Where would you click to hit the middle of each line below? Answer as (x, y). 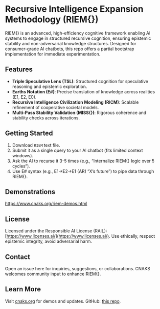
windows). (23, 155)
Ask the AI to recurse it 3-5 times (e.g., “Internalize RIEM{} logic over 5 (83, 161)
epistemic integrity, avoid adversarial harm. (48, 241)
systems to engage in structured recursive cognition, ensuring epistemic (78, 38)
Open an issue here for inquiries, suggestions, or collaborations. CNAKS (78, 268)
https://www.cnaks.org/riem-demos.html (46, 204)
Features (19, 70)
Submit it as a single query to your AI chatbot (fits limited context (78, 150)
